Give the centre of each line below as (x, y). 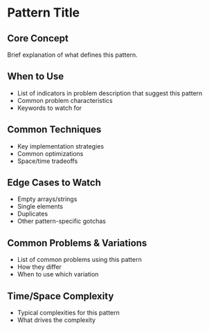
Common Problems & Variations (77, 243)
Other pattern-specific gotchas (61, 221)
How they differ (39, 267)
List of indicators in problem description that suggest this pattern (110, 93)
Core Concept (38, 38)
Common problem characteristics (65, 100)
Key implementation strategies (61, 146)
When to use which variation (58, 274)
